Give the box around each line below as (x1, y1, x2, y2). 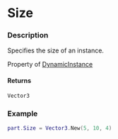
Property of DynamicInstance (7, 60, 93, 69)
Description (7, 30, 49, 40)
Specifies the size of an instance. (7, 46, 105, 55)
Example (7, 109, 38, 118)
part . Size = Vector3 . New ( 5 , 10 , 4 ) (7, 124, 112, 132)
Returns (7, 77, 32, 85)
